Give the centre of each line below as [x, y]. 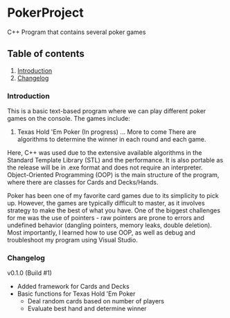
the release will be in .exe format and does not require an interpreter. [105, 167]
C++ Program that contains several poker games [77, 32]
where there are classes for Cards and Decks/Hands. [83, 183]
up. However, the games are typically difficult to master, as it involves [106, 203]
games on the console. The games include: [69, 119]
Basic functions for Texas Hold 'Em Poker [76, 294]
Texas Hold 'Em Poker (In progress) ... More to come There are [107, 132]
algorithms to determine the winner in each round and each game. [112, 140]
